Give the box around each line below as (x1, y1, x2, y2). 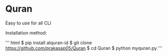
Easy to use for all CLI (5, 20, 51, 26)
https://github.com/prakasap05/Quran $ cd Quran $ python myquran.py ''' (5, 45, 162, 51)
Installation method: (5, 30, 47, 36)
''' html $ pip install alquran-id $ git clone (5, 39, 92, 46)
